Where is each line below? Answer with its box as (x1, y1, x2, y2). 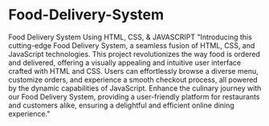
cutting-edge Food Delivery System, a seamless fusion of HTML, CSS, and (8, 40, 255, 50)
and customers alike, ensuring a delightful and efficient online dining (8, 100, 234, 110)
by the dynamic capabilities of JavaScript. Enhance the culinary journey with (8, 83, 262, 93)
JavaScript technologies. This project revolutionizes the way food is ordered (8, 49, 261, 59)
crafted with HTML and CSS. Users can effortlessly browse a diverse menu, (8, 66, 259, 75)
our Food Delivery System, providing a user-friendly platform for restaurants (8, 91, 260, 101)
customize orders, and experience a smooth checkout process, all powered (8, 75, 259, 84)
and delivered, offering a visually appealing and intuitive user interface (8, 58, 242, 67)
